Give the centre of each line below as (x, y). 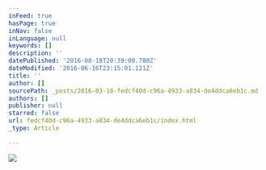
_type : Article (34, 128)
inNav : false (30, 31)
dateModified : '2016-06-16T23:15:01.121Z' (81, 68)
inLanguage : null (38, 38)
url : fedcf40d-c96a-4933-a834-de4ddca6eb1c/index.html (103, 121)
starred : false (34, 114)
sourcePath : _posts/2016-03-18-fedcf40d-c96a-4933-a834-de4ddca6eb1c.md (133, 91)
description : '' (36, 53)
